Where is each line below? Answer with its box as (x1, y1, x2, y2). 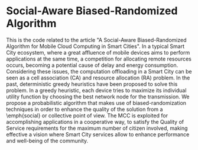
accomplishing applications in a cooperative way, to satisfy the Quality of (6, 118, 184, 125)
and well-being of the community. (6, 137, 89, 144)
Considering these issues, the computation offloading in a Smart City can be (6, 68, 192, 75)
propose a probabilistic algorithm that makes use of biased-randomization (6, 99, 187, 106)
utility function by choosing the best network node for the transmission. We (6, 93, 190, 100)
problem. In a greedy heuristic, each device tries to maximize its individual (6, 87, 187, 94)
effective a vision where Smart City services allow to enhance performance (6, 130, 190, 138)
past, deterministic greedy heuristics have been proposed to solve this (6, 80, 178, 87)
